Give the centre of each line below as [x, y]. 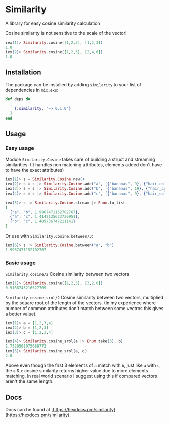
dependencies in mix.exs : [32, 90]
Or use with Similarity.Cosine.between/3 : [49, 236]
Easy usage [20, 148]
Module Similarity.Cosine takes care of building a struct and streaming [80, 159]
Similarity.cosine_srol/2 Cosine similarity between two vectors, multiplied [84, 297]
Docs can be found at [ [29, 409]
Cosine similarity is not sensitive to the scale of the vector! [66, 33]
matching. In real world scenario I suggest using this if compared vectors [81, 376]
